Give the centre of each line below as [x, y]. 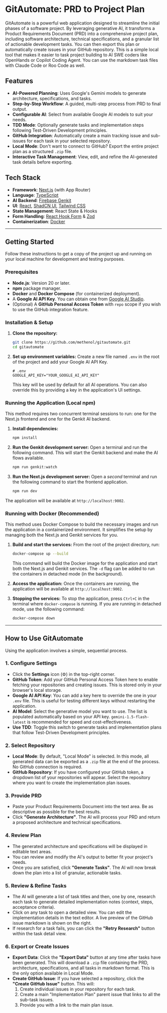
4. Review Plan [23, 835]
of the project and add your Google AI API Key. [60, 362]
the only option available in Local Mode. [53, 973]
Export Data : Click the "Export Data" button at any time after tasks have [86, 957]
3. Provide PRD [23, 796]
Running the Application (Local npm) [50, 403]
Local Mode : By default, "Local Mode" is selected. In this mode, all [81, 756]
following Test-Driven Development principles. [60, 130]
